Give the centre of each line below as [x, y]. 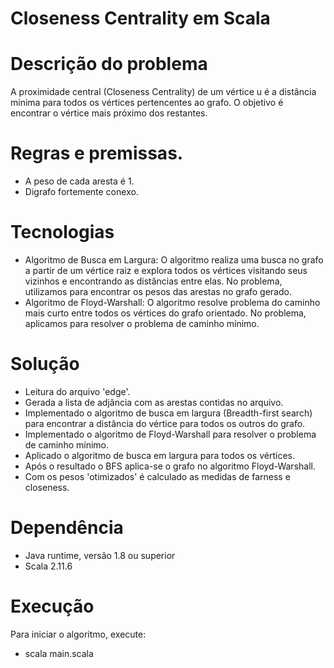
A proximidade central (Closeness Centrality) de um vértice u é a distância [163, 92]
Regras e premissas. [97, 153]
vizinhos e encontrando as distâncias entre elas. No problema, [153, 281]
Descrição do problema [109, 64]
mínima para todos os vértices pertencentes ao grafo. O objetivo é [147, 103]
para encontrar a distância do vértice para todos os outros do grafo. [165, 423]
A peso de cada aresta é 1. [79, 181]
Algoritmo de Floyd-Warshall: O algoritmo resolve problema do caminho [172, 302]
